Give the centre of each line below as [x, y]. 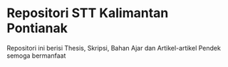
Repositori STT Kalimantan [88, 13]
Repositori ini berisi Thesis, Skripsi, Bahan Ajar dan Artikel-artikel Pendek [114, 48]
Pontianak [37, 28]
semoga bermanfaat [36, 56]
